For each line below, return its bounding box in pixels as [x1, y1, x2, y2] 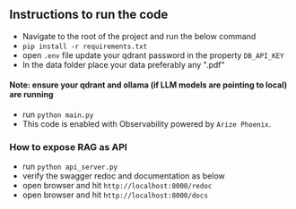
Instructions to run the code [9, 7, 169, 22]
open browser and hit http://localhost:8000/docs [22, 189, 209, 200]
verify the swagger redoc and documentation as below [22, 171, 226, 181]
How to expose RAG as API [9, 140, 127, 153]
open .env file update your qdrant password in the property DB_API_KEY [22, 49, 284, 61]
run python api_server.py [22, 161, 118, 172]
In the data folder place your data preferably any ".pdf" [22, 59, 226, 70]
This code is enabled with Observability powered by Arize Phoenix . [22, 119, 272, 130]
